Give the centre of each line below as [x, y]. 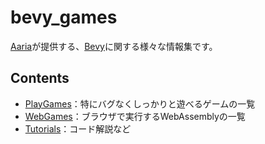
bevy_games [64, 17]
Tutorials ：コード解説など [78, 128]
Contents [40, 78]
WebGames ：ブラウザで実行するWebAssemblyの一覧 [135, 116]
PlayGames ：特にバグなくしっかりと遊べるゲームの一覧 [140, 103]
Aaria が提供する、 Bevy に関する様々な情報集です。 [114, 46]
